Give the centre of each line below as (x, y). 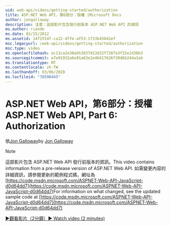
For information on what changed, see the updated (107, 191)
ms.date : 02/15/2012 (27, 34)
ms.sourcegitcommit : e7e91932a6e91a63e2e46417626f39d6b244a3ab (74, 58)
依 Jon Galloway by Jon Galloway (39, 141)
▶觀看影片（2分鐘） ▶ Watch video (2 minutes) (55, 218)
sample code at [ (23, 197)
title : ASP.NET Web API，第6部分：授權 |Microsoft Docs (63, 15)
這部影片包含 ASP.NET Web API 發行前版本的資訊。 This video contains (80, 162)
